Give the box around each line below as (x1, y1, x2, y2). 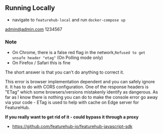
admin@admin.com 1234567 (5, 26, 62, 32)
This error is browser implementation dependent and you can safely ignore (5, 79, 155, 85)
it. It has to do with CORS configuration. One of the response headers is (5, 84, 149, 90)
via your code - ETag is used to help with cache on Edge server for (5, 99, 139, 105)
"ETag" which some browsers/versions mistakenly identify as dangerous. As (5, 89, 158, 95)
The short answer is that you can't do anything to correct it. (5, 69, 125, 75)
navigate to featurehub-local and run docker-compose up (12, 17, 126, 22)
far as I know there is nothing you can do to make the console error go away (5, 95, 158, 100)
